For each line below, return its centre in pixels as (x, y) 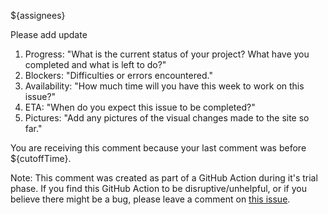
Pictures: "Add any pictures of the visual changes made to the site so (167, 118)
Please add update (49, 34)
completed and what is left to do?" (95, 64)
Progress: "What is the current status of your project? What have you (167, 54)
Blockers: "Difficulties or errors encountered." (118, 75)
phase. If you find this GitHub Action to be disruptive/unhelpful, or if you (158, 188)
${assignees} (38, 15)
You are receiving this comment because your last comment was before (158, 148)
